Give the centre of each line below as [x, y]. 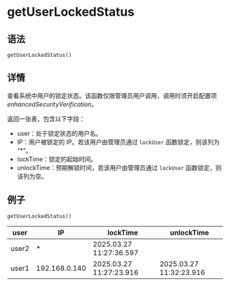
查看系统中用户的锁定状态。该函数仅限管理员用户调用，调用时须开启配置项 [112, 95]
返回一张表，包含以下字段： [46, 119]
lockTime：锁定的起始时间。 [57, 159]
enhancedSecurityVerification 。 [52, 104]
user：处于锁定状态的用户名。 [59, 133]
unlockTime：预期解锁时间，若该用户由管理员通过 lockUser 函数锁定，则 [119, 167]
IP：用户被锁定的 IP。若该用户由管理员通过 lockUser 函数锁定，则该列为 [118, 142]
